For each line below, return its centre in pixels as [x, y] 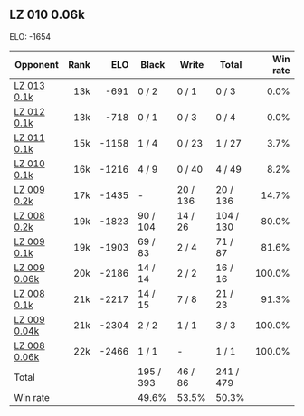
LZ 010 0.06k [47, 15]
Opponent [37, 64]
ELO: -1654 [30, 36]
